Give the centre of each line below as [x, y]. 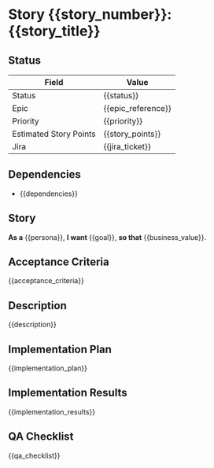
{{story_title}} [54, 31]
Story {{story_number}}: [90, 15]
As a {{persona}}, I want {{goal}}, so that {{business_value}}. [107, 237]
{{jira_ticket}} [127, 147]
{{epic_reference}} [137, 108]
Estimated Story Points [54, 134]
